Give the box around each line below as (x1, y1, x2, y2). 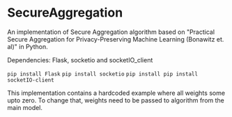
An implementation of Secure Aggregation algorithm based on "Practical (7, 28, 215, 36)
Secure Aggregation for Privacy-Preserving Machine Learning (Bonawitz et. (7, 35, 224, 43)
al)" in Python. (7, 42, 48, 51)
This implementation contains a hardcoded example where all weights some (7, 89, 225, 97)
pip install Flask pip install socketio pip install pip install (7, 71, 199, 78)
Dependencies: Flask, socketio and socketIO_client (7, 55, 153, 64)
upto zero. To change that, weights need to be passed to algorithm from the (7, 96, 225, 105)
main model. (7, 103, 43, 111)
